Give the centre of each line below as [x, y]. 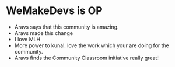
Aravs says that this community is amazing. [66, 27]
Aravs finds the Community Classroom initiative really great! [87, 58]
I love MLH [27, 39]
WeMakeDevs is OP [55, 11]
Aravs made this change [44, 33]
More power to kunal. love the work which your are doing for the [92, 45]
